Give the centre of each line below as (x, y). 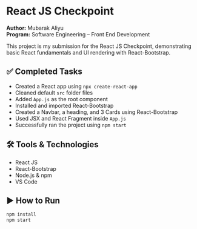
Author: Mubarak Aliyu (35, 28)
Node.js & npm (34, 175)
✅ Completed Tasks (45, 72)
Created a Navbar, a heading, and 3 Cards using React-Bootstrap (96, 112)
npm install (21, 214)
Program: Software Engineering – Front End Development (78, 34)
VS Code (26, 181)
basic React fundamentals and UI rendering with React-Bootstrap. (88, 52)
